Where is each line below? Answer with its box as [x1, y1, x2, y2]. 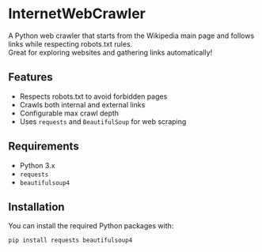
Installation [8, 200, 65, 213]
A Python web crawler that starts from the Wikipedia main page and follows [8, 31, 255, 40]
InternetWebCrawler [8, 5, 146, 23]
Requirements [8, 140, 79, 153]
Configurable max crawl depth [19, 108, 120, 118]
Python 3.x [19, 160, 55, 170]
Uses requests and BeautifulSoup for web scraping [19, 116, 187, 126]
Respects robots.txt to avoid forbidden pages [19, 92, 168, 101]
